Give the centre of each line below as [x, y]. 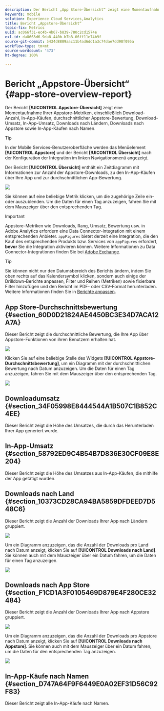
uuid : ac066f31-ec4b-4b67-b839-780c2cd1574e [51, 32]
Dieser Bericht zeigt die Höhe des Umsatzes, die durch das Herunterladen [80, 425]
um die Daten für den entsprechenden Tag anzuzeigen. [61, 652]
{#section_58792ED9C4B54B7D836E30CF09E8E [82, 454]
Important [15, 217]
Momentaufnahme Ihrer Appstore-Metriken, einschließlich [63, 113]
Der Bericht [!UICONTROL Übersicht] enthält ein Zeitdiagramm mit [72, 168]
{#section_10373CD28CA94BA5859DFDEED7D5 [80, 502]
